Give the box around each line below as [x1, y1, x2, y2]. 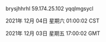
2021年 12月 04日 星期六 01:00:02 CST [5, 17, 100, 24]
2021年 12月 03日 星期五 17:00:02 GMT [5, 30, 101, 37]
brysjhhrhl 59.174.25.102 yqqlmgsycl [5, 5, 94, 12]
